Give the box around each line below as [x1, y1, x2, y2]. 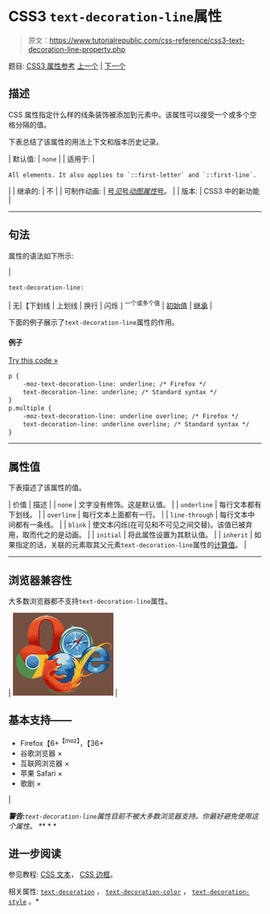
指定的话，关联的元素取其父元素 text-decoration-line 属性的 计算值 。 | [14, 540, 247, 550]
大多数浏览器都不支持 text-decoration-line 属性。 [8, 596, 173, 606]
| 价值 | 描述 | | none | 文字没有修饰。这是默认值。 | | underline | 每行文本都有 [8, 500, 262, 510]
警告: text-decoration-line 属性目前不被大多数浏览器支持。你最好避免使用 [8, 811, 252, 821]
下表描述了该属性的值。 [8, 483, 86, 493]
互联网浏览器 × [19, 758, 70, 768]
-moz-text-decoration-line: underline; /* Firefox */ [22, 380, 207, 388]
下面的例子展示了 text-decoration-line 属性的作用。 [8, 318, 179, 327]
